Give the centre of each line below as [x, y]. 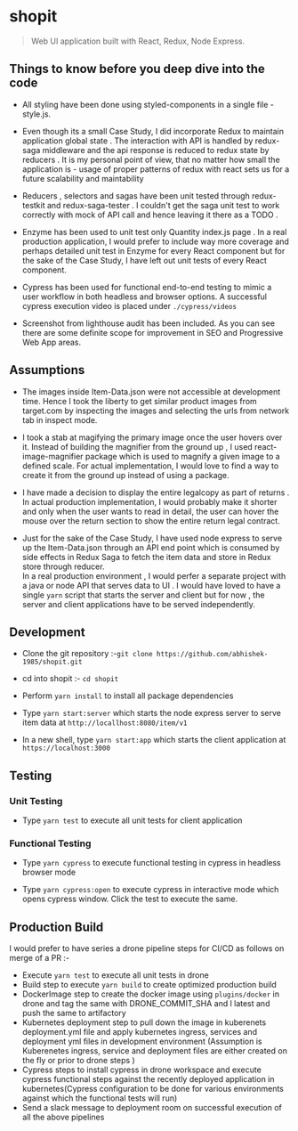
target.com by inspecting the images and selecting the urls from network [156, 411]
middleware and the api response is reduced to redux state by [156, 150]
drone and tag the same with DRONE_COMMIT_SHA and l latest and [146, 1004]
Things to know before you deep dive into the [137, 69]
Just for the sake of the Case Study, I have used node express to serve [152, 538]
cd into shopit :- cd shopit [70, 679]
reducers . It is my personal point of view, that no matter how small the [151, 159]
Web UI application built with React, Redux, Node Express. [138, 41]
